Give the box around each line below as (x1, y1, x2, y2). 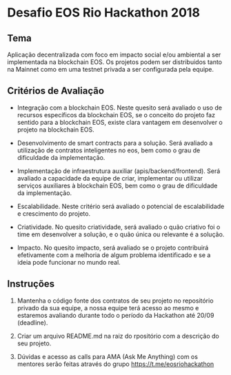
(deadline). (17, 318, 48, 327)
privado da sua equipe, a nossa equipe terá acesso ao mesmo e (17, 303, 199, 312)
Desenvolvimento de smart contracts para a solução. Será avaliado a (17, 139, 213, 147)
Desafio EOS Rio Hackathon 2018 (7, 5, 200, 21)
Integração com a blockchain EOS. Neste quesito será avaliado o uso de (17, 103, 223, 112)
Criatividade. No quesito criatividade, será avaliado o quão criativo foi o (17, 223, 221, 231)
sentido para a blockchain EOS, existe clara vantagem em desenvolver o (17, 118, 223, 126)
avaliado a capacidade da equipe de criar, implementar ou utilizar (17, 174, 203, 182)
